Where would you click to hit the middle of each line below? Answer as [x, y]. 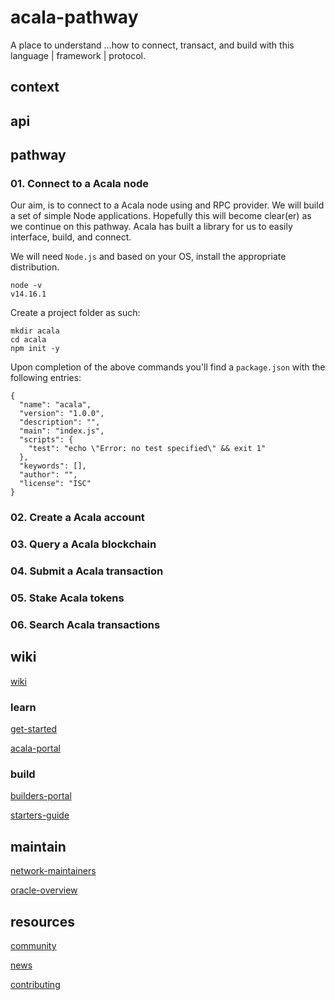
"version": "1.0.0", [62, 414]
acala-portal [35, 748]
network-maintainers [53, 871]
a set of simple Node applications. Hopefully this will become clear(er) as [161, 216]
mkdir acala [35, 331]
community [33, 946]
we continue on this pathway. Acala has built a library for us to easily [151, 227]
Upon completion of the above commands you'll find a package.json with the [168, 367]
